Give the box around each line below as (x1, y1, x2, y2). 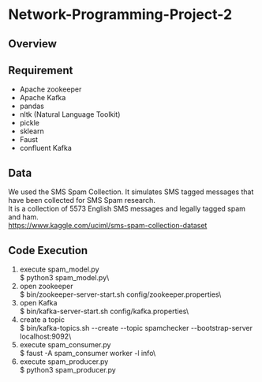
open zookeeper (19, 282, 73, 291)
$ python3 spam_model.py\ (19, 273, 110, 283)
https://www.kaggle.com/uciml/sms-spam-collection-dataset (8, 221, 208, 230)
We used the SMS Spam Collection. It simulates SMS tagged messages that (8, 187, 254, 197)
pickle (19, 118, 39, 128)
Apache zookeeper (19, 84, 82, 94)
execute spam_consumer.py (19, 340, 111, 350)
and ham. (8, 212, 39, 222)
